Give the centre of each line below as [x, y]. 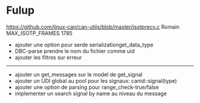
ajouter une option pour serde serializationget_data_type [84, 45]
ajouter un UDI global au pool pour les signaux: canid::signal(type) [96, 80]
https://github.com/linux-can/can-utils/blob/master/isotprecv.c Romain [93, 27]
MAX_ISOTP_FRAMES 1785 [39, 33]
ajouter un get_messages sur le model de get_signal [79, 74]
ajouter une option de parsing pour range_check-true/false [87, 87]
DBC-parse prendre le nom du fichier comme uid [75, 51]
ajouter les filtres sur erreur [48, 57]
